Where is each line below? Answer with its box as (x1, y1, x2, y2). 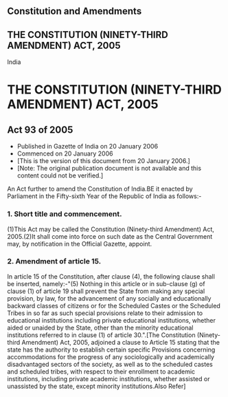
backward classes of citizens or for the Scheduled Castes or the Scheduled (7, 301, 221, 310)
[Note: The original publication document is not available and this (16, 164, 201, 173)
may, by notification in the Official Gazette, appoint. (7, 239, 152, 248)
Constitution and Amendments (7, 6, 142, 17)
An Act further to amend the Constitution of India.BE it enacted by (7, 185, 194, 193)
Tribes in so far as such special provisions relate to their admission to (7, 309, 203, 317)
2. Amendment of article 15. (7, 257, 102, 266)
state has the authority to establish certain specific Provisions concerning (7, 345, 216, 354)
